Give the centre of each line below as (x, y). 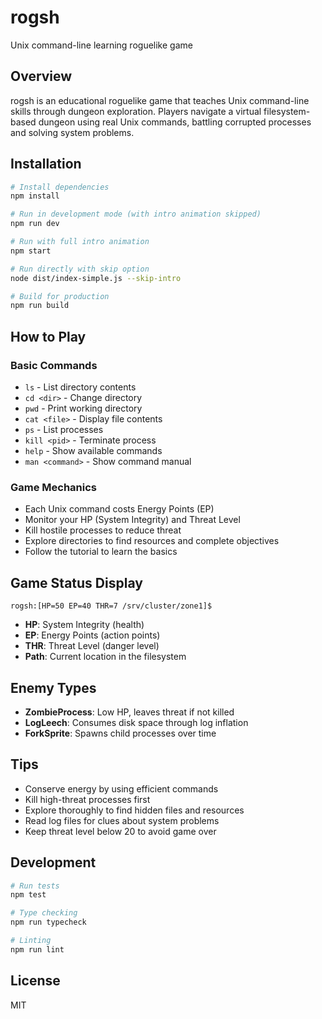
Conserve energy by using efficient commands (121, 788)
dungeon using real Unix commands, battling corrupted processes (175, 122)
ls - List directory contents (80, 387)
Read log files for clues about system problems (122, 820)
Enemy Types (53, 687)
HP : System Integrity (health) (84, 625)
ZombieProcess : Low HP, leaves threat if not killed (129, 712)
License (35, 981)
